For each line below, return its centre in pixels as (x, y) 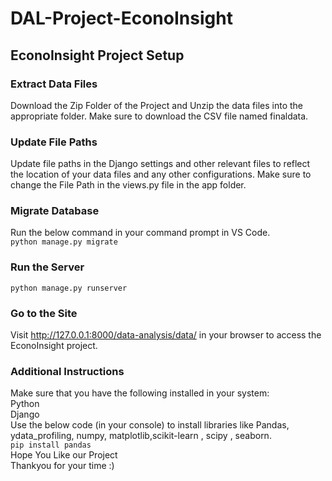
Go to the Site (44, 313)
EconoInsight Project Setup (97, 55)
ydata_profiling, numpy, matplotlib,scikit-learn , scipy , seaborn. (141, 436)
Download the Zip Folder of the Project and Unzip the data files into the (156, 105)
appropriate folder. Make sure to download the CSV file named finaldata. (159, 116)
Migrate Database (55, 211)
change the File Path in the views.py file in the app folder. (128, 185)
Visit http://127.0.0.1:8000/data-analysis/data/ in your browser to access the (166, 335)
